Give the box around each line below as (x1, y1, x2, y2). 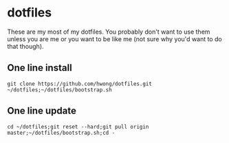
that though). (7, 42, 44, 50)
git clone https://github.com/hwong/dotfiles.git (7, 80, 153, 87)
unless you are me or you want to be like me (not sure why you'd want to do (7, 34, 222, 43)
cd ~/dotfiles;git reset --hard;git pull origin (7, 123, 149, 130)
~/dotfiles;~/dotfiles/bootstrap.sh (7, 86, 112, 93)
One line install (7, 62, 72, 74)
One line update (7, 105, 77, 117)
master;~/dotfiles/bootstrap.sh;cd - (7, 129, 116, 136)
